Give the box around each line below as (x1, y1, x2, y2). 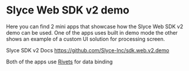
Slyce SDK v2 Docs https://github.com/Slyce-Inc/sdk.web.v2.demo (6, 46, 170, 53)
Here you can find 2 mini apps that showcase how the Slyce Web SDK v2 (6, 23, 184, 30)
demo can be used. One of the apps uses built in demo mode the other (6, 29, 178, 36)
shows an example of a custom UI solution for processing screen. (6, 35, 165, 42)
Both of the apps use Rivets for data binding (6, 58, 113, 65)
